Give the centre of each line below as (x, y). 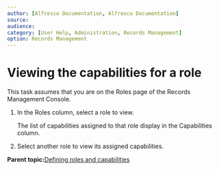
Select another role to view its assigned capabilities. (90, 146)
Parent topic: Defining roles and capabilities (68, 160)
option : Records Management (47, 39)
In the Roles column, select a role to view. (76, 112)
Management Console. (39, 99)
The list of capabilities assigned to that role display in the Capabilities (114, 126)
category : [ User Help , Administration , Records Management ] (95, 33)
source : (18, 20)
